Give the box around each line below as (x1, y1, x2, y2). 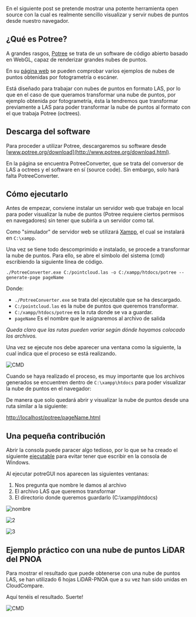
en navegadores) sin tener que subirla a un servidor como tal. (6, 217, 155, 224)
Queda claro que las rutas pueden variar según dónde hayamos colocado (6, 326, 185, 333)
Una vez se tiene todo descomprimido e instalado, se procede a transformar (6, 246, 190, 253)
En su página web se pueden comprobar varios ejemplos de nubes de (6, 67, 175, 74)
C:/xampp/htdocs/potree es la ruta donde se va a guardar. (14, 309, 153, 316)
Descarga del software (6, 127, 91, 137)
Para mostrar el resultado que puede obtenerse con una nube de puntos (6, 570, 180, 577)
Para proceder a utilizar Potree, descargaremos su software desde (6, 142, 167, 149)
